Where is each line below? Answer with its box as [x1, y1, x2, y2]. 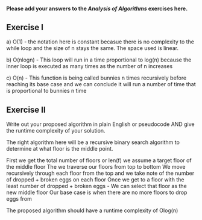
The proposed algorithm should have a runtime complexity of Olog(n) [6, 207, 178, 214]
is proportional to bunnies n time [6, 87, 87, 95]
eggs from [6, 195, 32, 203]
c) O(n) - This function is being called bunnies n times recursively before [6, 74, 187, 81]
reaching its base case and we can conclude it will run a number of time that [6, 81, 196, 88]
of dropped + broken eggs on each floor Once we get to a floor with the [6, 176, 185, 183]
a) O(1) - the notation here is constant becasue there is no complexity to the [6, 38, 195, 45]
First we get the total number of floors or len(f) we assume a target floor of [6, 157, 192, 164]
